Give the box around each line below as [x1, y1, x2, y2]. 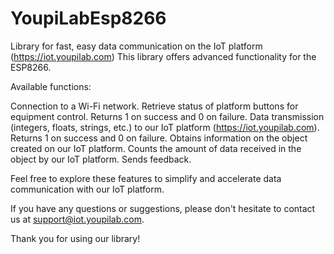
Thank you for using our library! [10, 232, 141, 244]
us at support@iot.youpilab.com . [10, 213, 145, 225]
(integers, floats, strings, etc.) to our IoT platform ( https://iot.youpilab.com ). [10, 121, 320, 133]
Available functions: [10, 80, 92, 92]
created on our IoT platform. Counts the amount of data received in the [10, 142, 302, 154]
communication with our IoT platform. [10, 183, 165, 195]
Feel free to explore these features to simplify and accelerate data [10, 172, 282, 184]
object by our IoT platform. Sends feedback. [10, 153, 192, 165]
